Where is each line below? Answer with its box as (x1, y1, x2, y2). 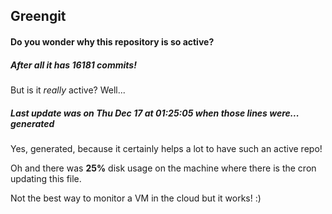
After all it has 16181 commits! (10, 59, 137, 71)
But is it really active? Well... (10, 84, 126, 96)
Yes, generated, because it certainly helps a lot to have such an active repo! (10, 142, 323, 154)
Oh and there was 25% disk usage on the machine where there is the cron (10, 162, 317, 174)
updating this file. (10, 172, 82, 184)
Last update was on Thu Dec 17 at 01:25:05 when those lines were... (10, 107, 300, 119)
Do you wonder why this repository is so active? (10, 35, 215, 48)
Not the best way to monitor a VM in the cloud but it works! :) (10, 192, 262, 204)
